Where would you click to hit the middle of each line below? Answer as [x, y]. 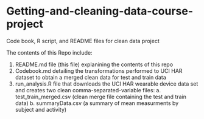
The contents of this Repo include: [49, 52]
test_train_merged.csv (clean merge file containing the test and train [101, 97]
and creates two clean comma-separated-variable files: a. [88, 90]
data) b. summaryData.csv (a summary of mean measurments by [97, 103]
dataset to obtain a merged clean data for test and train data [90, 77]
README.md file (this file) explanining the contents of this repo [94, 64]
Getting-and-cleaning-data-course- [100, 11]
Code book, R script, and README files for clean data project [83, 41]
